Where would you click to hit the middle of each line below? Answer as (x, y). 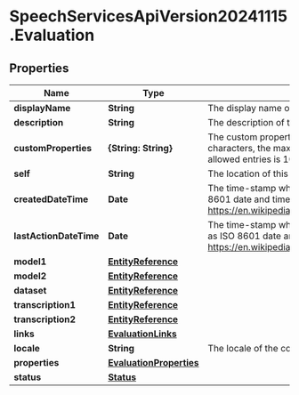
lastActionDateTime (57, 236)
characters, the (239, 148)
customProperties (53, 148)
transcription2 (45, 319)
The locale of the (243, 348)
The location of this (248, 173)
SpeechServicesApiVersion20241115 (148, 16)
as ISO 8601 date (245, 236)
